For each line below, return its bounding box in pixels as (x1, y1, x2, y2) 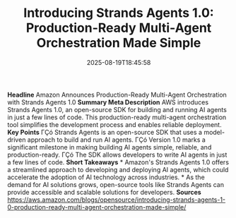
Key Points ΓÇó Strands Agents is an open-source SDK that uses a (7, 128, 203, 136)
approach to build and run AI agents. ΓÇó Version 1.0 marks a (27, 135, 206, 144)
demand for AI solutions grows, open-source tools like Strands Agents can (7, 180, 225, 188)
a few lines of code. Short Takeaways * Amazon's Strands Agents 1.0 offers (7, 157, 230, 166)
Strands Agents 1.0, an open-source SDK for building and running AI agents (7, 105, 228, 114)
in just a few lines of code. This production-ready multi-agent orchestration (7, 113, 227, 121)
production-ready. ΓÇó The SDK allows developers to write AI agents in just (7, 150, 228, 159)
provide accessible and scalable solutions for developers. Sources (7, 188, 201, 196)
